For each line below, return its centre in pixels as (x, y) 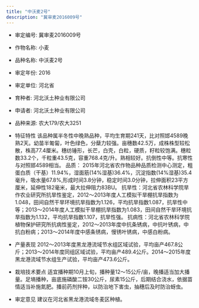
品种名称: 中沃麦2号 (39, 60)
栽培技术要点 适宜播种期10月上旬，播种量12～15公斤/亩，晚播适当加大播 (102, 272)
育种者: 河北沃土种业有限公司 (50, 98)
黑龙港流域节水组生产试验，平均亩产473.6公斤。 (74, 259)
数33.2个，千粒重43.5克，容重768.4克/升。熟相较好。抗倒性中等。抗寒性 (104, 158)
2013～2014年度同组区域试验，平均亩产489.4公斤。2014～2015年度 (108, 252)
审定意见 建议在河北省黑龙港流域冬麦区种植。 (70, 299)
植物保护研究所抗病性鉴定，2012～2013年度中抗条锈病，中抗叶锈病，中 (102, 224)
